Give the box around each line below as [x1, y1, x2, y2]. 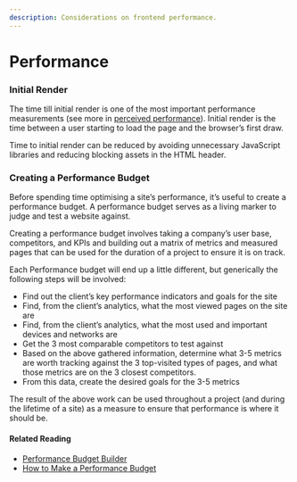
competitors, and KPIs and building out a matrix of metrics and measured [9, 237, 278, 248]
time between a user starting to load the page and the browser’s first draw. [9, 122, 284, 134]
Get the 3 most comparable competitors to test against [21, 338, 224, 349]
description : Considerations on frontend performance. [9, 12, 218, 22]
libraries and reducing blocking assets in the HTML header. [9, 149, 227, 161]
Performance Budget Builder [21, 453, 128, 464]
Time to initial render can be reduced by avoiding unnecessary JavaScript [9, 140, 281, 151]
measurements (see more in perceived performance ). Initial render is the [9, 113, 276, 124]
